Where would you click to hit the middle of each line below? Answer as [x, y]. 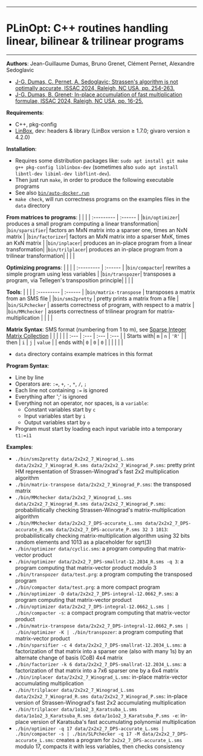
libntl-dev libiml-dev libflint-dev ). [63, 173]
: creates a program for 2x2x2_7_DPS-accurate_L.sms [118, 740]
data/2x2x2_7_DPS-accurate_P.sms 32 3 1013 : [112, 529]
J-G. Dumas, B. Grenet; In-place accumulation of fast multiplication [98, 94]
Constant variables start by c [60, 409]
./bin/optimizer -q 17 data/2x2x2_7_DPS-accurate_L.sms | [89, 729]
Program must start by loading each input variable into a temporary [98, 428]
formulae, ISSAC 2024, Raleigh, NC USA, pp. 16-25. [79, 101]
